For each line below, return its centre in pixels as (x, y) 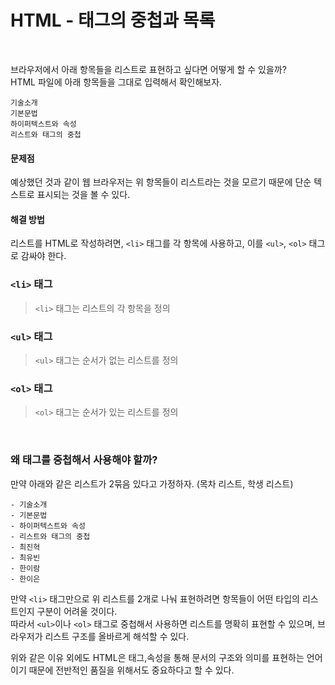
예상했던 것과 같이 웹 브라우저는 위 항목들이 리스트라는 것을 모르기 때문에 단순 (161, 182)
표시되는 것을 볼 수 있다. (83, 195)
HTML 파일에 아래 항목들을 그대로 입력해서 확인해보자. (116, 82)
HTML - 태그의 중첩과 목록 (113, 20)
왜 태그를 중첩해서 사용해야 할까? (84, 460)
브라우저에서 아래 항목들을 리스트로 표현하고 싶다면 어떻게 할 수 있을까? (148, 69)
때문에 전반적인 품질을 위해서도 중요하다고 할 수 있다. (131, 670)
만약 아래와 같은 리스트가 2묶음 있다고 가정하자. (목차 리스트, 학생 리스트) (152, 483)
